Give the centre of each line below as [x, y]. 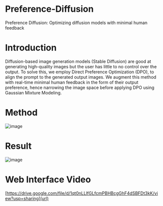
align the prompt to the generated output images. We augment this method [81, 77]
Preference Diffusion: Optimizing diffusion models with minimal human [76, 23]
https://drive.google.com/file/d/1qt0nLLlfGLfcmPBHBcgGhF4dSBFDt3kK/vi [82, 193]
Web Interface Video [48, 179]
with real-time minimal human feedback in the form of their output [72, 82]
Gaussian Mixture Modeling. [34, 92]
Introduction [31, 48]
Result [18, 146]
